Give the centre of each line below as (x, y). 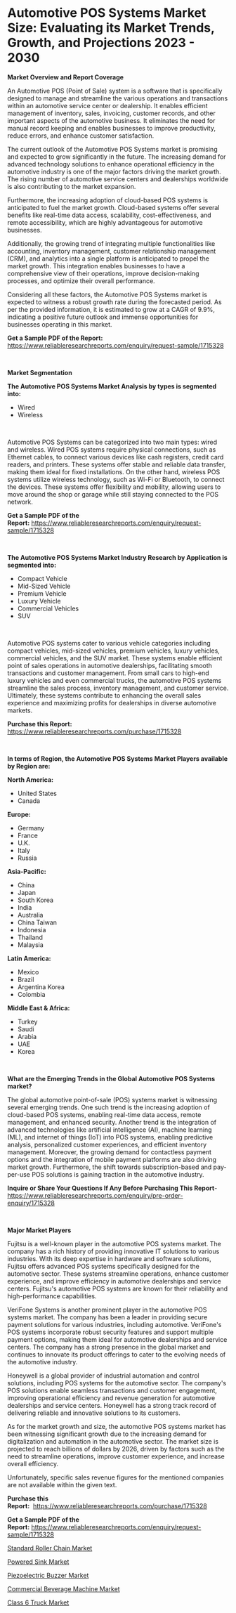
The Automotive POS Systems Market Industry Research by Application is (118, 557)
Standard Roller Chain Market (50, 1548)
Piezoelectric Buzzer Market (48, 1575)
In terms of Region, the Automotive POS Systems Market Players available (118, 758)
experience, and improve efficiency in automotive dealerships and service (114, 1281)
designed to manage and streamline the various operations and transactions (118, 98)
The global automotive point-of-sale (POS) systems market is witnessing (112, 1099)
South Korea (35, 900)
